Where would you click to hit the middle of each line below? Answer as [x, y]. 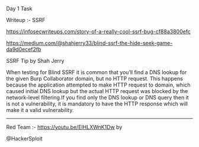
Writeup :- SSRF [26, 20]
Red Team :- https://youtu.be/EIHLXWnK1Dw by [64, 127]
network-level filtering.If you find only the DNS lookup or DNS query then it [97, 98]
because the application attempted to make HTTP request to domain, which [98, 85]
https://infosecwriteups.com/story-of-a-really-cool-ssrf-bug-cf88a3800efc [98, 31]
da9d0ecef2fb [24, 49]
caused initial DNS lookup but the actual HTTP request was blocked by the [97, 91]
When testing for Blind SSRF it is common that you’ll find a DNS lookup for [97, 72]
